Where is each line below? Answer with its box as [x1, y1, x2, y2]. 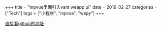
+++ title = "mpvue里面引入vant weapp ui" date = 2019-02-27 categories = [5, 4, 158, 10]
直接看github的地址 [5, 21, 44, 26]
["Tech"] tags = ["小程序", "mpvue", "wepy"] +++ [5, 10, 105, 16]
